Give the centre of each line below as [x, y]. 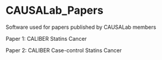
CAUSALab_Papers [55, 10]
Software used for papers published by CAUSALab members [81, 27]
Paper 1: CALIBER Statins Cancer [46, 38]
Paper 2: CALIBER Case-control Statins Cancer [64, 50]
